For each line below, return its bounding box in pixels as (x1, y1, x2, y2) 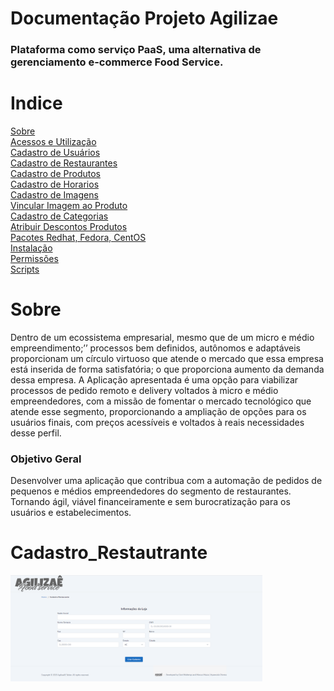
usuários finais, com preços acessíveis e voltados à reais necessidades (10, 416, 305, 428)
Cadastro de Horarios (10, 178, 100, 191)
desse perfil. (10, 427, 62, 439)
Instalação (10, 242, 53, 254)
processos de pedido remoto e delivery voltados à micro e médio (10, 384, 279, 396)
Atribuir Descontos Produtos (10, 221, 128, 233)
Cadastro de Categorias (10, 210, 109, 222)
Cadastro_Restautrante (10, 542, 208, 564)
